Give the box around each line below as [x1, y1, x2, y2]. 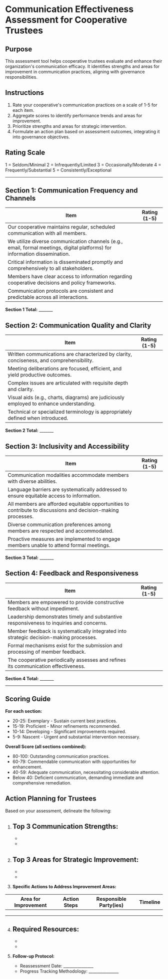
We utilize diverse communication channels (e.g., [7, 238, 123, 245]
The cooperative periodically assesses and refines [7, 656, 126, 663]
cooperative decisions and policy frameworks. [7, 279, 116, 286]
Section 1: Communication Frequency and [5, 186, 138, 195]
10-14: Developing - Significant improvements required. [12, 728, 126, 734]
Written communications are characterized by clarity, [7, 351, 132, 358]
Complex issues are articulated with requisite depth [7, 379, 128, 386]
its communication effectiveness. [7, 663, 85, 670]
